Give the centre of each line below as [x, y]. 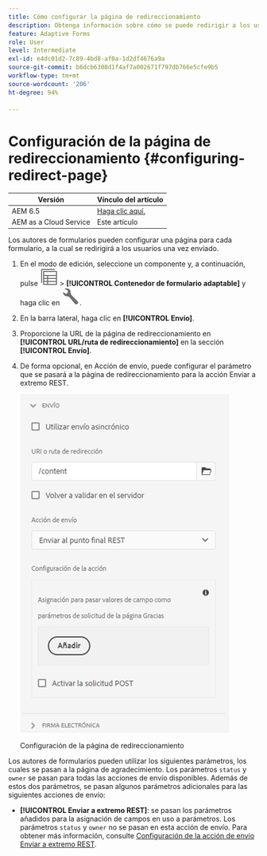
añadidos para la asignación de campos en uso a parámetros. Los [128, 819]
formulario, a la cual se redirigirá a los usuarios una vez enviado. [114, 248]
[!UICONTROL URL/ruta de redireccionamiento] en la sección [122, 342]
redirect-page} [58, 175]
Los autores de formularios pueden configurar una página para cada [120, 240]
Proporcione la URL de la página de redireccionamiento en [115, 333]
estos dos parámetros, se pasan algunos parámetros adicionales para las [128, 786]
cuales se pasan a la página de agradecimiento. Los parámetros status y [128, 769]
